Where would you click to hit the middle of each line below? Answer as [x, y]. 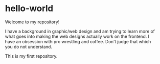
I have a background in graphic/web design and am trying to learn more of [80, 31]
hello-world [29, 8]
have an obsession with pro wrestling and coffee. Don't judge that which [78, 41]
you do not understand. [29, 47]
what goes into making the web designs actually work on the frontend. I [77, 36]
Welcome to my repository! [32, 22]
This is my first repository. [31, 56]
